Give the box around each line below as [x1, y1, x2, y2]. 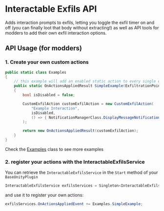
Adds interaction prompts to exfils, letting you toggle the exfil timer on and [5, 20, 155, 25]
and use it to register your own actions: [5, 192, 84, 198]
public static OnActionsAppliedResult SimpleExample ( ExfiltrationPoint [14, 84, 163, 88]
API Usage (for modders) [5, 44, 82, 52]
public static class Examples [5, 70, 67, 75]
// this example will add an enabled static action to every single [14, 79, 156, 84]
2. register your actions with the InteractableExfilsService [5, 158, 145, 165]
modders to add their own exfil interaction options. [5, 30, 107, 36]
